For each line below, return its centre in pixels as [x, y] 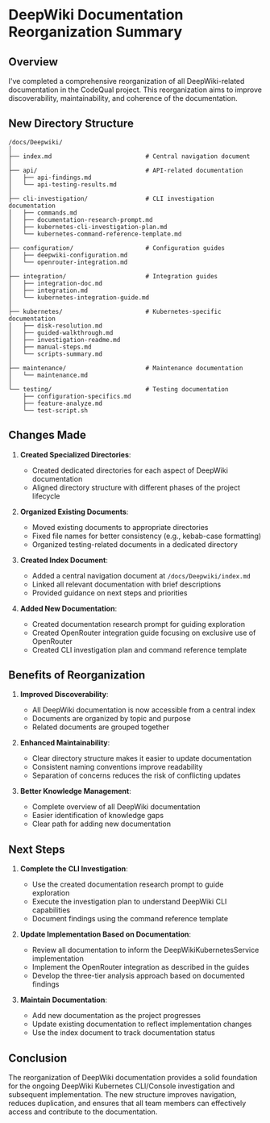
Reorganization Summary [96, 32]
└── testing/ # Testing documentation [118, 389]
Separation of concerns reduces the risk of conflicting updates [136, 775]
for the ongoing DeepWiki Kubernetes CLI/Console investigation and [122, 1086]
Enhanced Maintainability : [65, 743]
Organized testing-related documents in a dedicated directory [135, 544]
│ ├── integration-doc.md [56, 283]
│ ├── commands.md [43, 213]
